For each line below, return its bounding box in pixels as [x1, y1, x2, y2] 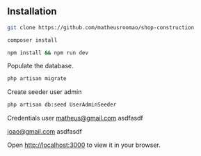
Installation [7, 6, 57, 17]
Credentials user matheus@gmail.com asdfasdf [7, 114, 144, 123]
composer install [7, 36, 58, 44]
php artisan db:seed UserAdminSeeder [7, 101, 117, 109]
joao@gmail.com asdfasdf [7, 127, 82, 136]
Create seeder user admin [7, 88, 82, 96]
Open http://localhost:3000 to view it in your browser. [7, 141, 161, 149]
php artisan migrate [7, 75, 67, 82]
